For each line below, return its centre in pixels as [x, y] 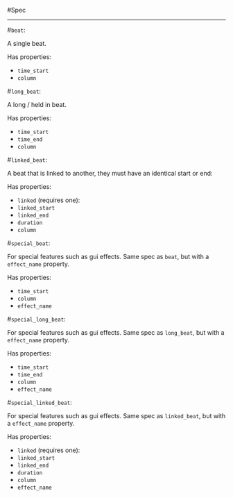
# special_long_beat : [36, 319]
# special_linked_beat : [40, 402]
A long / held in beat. [37, 105]
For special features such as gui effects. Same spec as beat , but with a [108, 257]
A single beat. [27, 43]
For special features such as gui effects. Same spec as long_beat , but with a [116, 332]
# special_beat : [29, 243]
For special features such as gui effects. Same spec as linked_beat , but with [116, 416]
